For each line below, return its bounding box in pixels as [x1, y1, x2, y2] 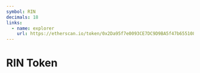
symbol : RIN [6, 8, 36, 15]
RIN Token [6, 56, 58, 70]
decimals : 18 [6, 14, 39, 20]
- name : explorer [11, 25, 55, 31]
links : [6, 20, 23, 26]
